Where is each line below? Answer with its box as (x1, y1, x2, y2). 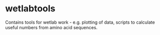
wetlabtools (5, 3, 56, 14)
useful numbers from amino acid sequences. (5, 24, 98, 30)
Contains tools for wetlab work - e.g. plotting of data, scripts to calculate (5, 19, 155, 25)
